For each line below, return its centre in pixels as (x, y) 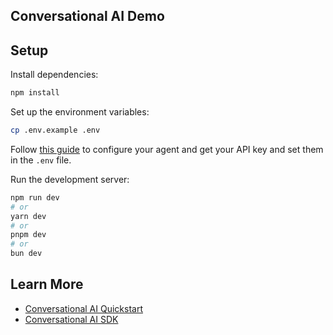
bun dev (26, 254)
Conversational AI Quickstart (83, 308)
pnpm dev (28, 235)
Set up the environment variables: (80, 112)
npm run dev (35, 197)
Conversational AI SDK (71, 319)
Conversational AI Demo (87, 16)
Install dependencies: (54, 75)
